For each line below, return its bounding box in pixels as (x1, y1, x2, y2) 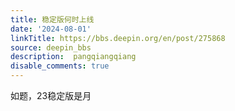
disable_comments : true (10, 61, 110, 71)
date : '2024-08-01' (10, 24, 92, 34)
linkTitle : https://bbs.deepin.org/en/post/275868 (10, 33, 226, 43)
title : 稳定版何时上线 (10, 14, 95, 25)
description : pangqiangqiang (10, 52, 137, 62)
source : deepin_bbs (10, 42, 92, 53)
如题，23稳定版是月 (10, 90, 92, 101)
